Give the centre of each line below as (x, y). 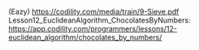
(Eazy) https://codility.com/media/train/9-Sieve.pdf (94, 12)
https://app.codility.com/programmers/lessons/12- (93, 29)
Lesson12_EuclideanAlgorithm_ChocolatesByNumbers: (99, 20)
